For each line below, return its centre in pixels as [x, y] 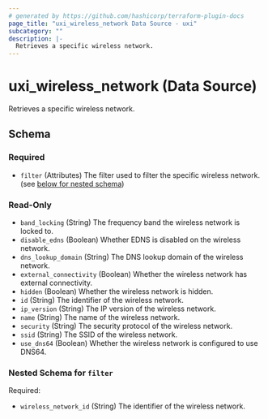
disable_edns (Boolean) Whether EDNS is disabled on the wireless [130, 240]
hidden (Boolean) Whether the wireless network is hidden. [117, 292]
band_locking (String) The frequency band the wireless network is [130, 222]
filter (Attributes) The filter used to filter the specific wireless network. [140, 175]
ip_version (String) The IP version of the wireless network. [118, 309]
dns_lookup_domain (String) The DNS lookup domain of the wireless [132, 257]
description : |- [36, 39]
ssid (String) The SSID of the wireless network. [99, 335]
